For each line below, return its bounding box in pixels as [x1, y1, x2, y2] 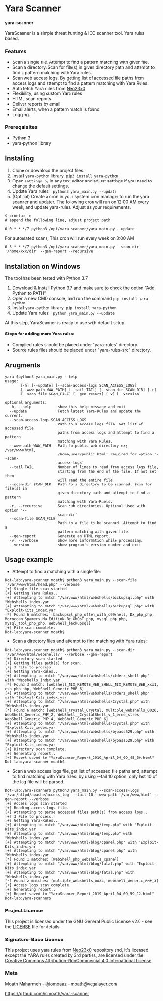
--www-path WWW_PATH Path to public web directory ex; [9, 443, 128, 448]
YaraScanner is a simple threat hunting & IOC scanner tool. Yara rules [5, 30, 145, 36]
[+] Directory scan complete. [5, 747, 67, 752]
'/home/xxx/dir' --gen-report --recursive [5, 249, 93, 254]
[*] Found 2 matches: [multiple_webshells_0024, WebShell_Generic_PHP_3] [5, 879, 159, 883]
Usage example [5, 555, 54, 564]
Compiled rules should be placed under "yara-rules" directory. [12, 341, 139, 347]
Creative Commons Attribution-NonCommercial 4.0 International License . [5, 958, 153, 964]
